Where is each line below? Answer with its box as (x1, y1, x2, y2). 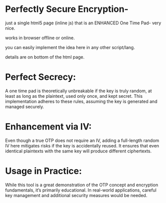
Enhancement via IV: (5, 121, 92, 133)
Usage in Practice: (5, 165, 82, 177)
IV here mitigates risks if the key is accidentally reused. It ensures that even (5, 142, 160, 148)
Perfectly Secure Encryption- (5, 3, 129, 15)
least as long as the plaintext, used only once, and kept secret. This (5, 93, 143, 99)
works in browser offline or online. (5, 35, 75, 41)
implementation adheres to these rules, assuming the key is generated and (5, 98, 158, 104)
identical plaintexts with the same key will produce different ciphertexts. (5, 148, 152, 154)
